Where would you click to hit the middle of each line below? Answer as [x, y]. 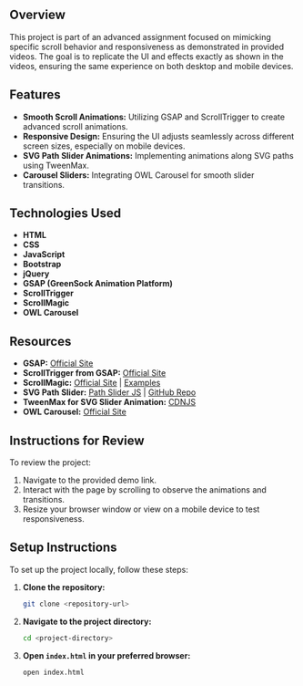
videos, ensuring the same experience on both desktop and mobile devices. [151, 66]
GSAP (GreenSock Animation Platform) [97, 284]
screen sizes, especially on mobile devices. [104, 146]
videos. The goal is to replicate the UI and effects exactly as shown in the [146, 56]
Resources [40, 341]
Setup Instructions [63, 548]
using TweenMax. [56, 165]
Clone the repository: [64, 587]
